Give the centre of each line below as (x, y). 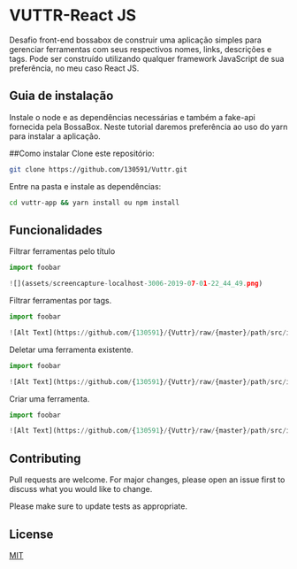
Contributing (45, 458)
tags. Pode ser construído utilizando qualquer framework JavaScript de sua (147, 58)
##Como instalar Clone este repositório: (82, 153)
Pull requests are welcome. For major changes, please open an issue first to (147, 480)
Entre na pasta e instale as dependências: (85, 186)
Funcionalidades (56, 230)
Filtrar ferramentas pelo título (62, 251)
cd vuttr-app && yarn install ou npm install (94, 203)
